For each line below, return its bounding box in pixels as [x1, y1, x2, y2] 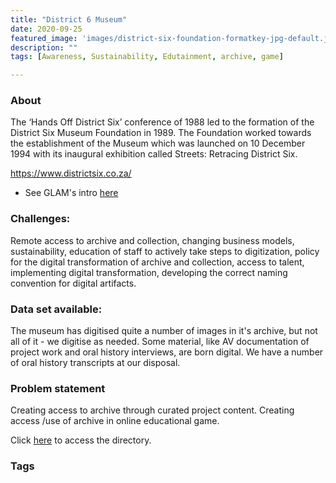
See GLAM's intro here [24, 187, 119, 199]
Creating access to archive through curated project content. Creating [10, 404, 295, 416]
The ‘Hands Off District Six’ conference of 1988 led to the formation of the [10, 116, 315, 128]
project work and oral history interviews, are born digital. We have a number [10, 346, 324, 358]
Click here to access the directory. [10, 434, 152, 446]
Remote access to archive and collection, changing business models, [10, 234, 295, 246]
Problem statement [10, 381, 106, 395]
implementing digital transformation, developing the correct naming [10, 266, 288, 278]
